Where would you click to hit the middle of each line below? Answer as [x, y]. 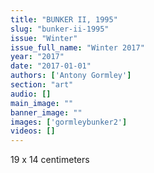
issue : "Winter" [44, 38]
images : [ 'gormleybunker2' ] [69, 122]
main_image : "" [42, 103]
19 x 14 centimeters [50, 160]
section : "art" [42, 85]
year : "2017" [37, 57]
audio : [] [31, 94]
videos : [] [33, 131]
